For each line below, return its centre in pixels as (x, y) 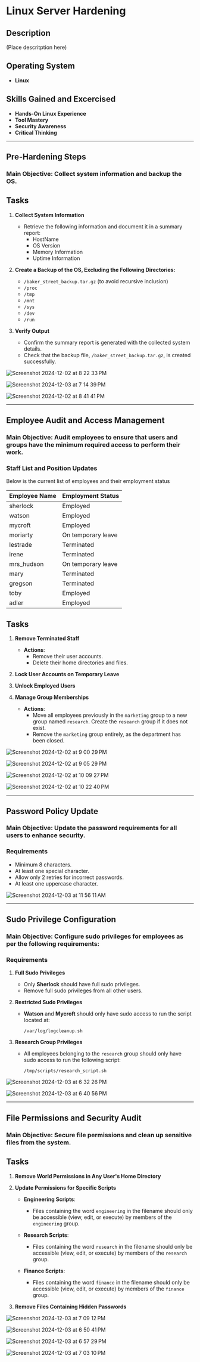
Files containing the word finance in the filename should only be (111, 1282)
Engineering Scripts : (49, 1199)
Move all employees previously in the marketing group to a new (110, 715)
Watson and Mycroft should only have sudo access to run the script (107, 1014)
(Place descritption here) (37, 47)
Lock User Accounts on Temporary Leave (67, 674)
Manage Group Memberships (52, 697)
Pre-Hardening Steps (46, 157)
